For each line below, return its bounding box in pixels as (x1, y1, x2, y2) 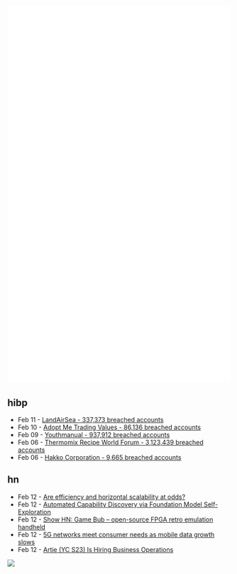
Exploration (17, 507, 51, 516)
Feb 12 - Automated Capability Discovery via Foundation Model (17, 500, 202, 509)
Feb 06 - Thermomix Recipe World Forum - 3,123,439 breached (17, 438, 204, 447)
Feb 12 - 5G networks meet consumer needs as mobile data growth (17, 530, 215, 539)
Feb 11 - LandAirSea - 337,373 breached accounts (17, 416, 164, 424)
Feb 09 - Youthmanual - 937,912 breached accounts (17, 431, 170, 439)
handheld (17, 522, 46, 531)
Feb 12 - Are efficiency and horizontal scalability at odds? (17, 492, 186, 501)
